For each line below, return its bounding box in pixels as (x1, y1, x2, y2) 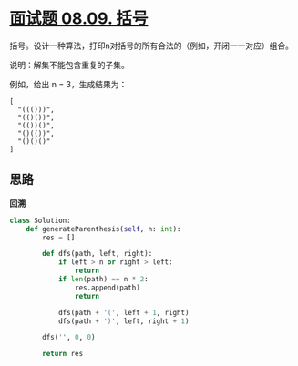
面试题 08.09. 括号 (9, 8, 149, 29)
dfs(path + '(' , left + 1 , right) (57, 308, 190, 317)
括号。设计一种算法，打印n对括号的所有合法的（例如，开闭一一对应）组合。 (9, 40, 294, 51)
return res (42, 350, 84, 359)
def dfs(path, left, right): (42, 249, 153, 259)
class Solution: (9, 216, 71, 225)
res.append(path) (74, 283, 141, 292)
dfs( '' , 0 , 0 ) (42, 333, 96, 342)
